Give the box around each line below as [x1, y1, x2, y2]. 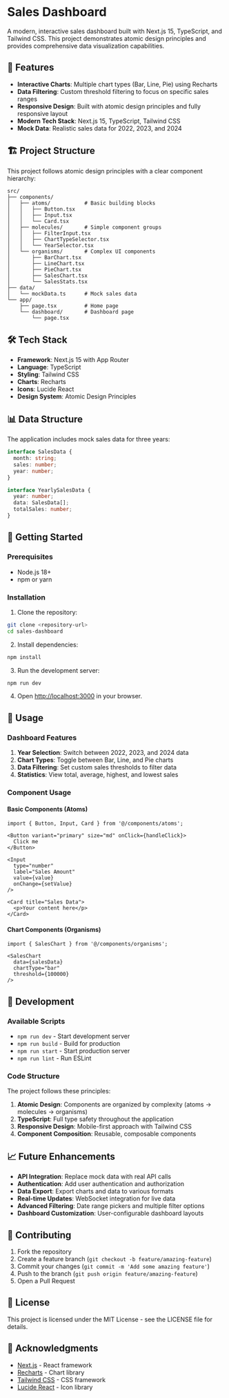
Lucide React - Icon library [17, 1383, 93, 1391]
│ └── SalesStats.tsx [7, 278, 88, 285]
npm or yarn [17, 575, 52, 584]
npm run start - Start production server [17, 1047, 130, 1055]
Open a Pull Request [17, 1277, 76, 1285]
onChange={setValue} [13, 881, 72, 888]
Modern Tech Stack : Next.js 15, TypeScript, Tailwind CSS [17, 117, 181, 125]
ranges [17, 95, 38, 103]
